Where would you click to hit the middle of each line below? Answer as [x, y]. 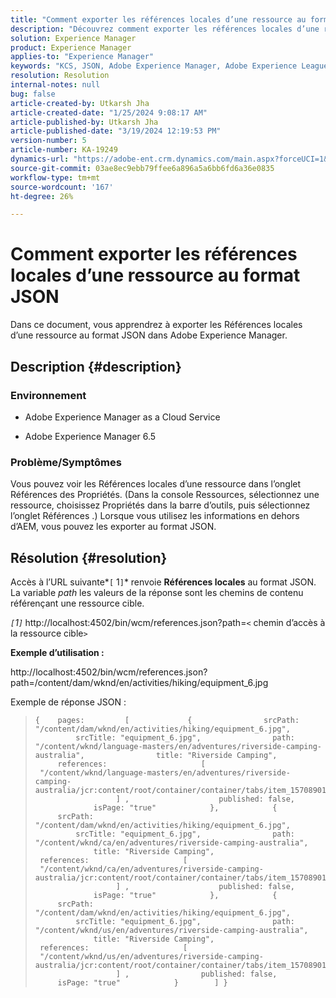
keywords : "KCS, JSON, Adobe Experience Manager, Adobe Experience [154, 66]
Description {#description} [96, 366]
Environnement [48, 395]
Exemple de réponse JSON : [68, 702]
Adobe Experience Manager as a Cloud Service [122, 417]
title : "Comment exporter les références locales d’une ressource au [158, 19]
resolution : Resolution [60, 76]
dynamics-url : [40, 159]
